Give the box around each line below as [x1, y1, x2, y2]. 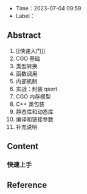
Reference [7, 179, 47, 190]
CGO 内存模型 [15, 92, 51, 100]
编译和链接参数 [15, 116, 54, 123]
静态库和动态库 [15, 108, 54, 115]
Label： [15, 12, 35, 19]
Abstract [7, 30, 41, 41]
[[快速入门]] [15, 47, 46, 54]
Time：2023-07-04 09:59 [15, 5, 82, 12]
